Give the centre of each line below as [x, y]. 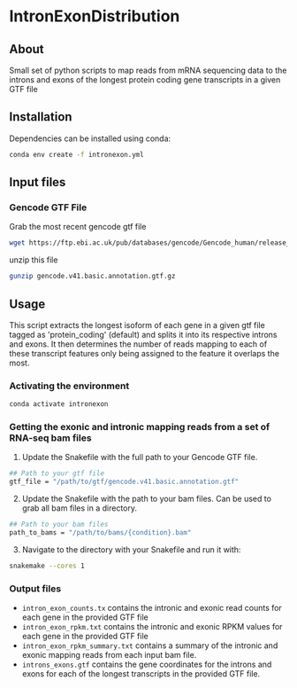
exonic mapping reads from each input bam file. [109, 655]
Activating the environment [69, 386]
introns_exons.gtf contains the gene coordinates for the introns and [147, 665]
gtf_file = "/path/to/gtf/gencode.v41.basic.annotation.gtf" [124, 482]
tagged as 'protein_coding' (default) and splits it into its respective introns [143, 334]
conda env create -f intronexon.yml [76, 154]
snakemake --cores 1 [47, 566]
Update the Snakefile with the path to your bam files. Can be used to [147, 499]
